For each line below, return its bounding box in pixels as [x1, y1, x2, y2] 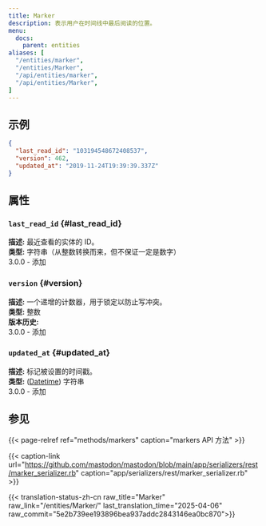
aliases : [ [8, 49, 45, 57]
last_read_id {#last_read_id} [8, 218, 122, 229]
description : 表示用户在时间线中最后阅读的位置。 [8, 19, 157, 27]
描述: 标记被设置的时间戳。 [8, 366, 97, 376]
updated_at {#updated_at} [8, 347, 110, 359]
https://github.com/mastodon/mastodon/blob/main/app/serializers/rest [24, 460, 258, 469]
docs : [15, 34, 34, 42]
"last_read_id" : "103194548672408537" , [15, 147, 149, 155]
